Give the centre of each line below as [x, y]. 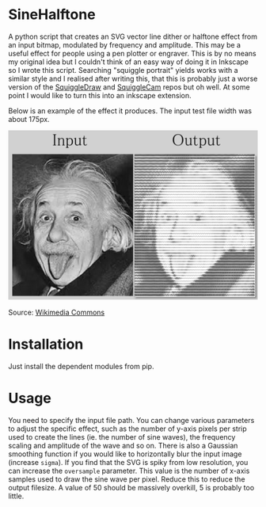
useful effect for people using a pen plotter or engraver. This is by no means [132, 53]
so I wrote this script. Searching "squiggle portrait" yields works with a [123, 70]
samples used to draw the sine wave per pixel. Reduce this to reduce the [127, 479]
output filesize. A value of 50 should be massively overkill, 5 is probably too [131, 487]
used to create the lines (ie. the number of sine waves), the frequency [122, 436]
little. [16, 496]
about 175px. [29, 119]
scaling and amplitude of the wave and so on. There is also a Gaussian [123, 445]
